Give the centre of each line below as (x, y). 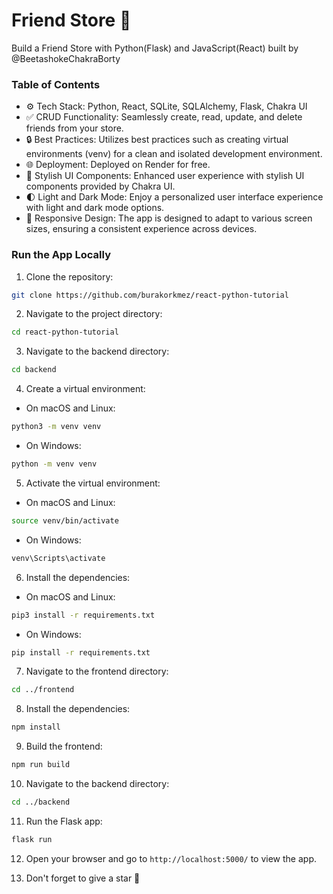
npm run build (41, 765)
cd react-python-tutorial (65, 332)
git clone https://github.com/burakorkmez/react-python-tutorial (150, 295)
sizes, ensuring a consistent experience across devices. (141, 229)
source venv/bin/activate (65, 520)
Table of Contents (56, 84)
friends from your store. (74, 128)
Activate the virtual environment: (93, 483)
